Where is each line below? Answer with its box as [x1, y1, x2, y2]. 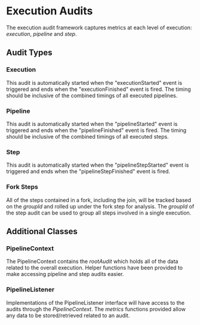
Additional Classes [6, 226, 78, 237]
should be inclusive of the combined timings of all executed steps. [6, 133, 169, 140]
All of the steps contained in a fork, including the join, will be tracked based [6, 196, 192, 204]
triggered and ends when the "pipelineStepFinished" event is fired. [6, 168, 170, 175]
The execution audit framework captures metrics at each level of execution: [6, 24, 192, 31]
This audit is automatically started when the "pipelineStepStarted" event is [6, 161, 189, 168]
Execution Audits [6, 4, 93, 18]
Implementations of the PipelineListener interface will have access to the [6, 299, 185, 306]
